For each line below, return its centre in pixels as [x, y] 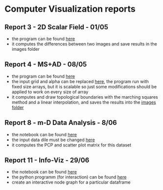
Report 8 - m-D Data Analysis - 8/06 [61, 123]
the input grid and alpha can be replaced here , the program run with [80, 81]
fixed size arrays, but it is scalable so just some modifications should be [84, 86]
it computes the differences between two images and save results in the [84, 44]
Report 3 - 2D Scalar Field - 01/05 [57, 27]
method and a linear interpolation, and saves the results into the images [84, 102]
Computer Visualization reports [70, 9]
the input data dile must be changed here [53, 140]
